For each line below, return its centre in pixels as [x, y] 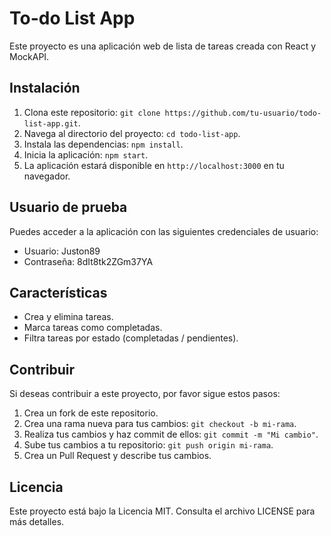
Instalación [45, 88]
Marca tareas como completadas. [93, 328]
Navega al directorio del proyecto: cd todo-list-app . [132, 133]
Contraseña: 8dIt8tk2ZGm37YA [88, 261]
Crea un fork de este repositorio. [91, 413]
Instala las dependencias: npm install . [103, 144]
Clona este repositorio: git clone [92, 112]
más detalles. [37, 521]
